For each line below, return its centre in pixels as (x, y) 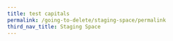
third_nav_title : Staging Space (54, 26)
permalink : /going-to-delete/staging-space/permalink (87, 20)
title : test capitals (39, 14)
